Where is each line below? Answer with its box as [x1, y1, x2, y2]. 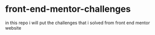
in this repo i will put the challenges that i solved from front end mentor [5, 20, 150, 26]
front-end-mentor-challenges [5, 3, 131, 15]
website [5, 25, 21, 31]
